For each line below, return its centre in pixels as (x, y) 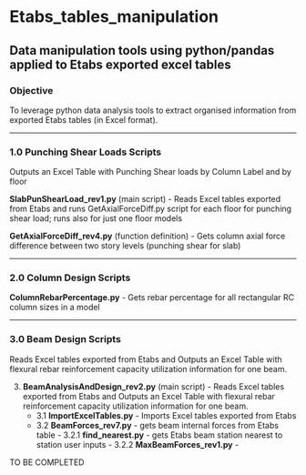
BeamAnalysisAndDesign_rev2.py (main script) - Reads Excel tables (153, 386)
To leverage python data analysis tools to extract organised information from (153, 110)
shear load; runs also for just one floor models (96, 218)
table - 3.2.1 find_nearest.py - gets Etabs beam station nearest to (159, 435)
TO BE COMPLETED (47, 462)
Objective (31, 90)
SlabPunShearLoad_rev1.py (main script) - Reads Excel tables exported (145, 199)
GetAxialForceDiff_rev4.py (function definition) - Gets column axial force (148, 236)
